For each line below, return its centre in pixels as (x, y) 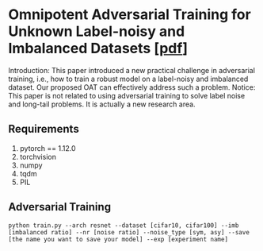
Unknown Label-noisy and (97, 31)
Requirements (44, 129)
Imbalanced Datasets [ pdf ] (98, 48)
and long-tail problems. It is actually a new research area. (102, 104)
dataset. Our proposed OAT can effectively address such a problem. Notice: (132, 87)
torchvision (38, 156)
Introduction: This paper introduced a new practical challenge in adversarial (132, 70)
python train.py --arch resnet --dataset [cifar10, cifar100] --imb (124, 225)
